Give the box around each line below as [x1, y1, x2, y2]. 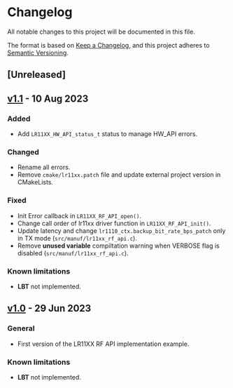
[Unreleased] [7, 69, 66, 81]
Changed [7, 147, 40, 156]
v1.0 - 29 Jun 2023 [7, 302, 92, 314]
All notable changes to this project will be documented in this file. [7, 27, 196, 36]
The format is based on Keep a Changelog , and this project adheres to [7, 41, 210, 49]
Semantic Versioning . [7, 48, 69, 57]
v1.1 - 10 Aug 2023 [7, 93, 89, 105]
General [7, 323, 35, 333]
